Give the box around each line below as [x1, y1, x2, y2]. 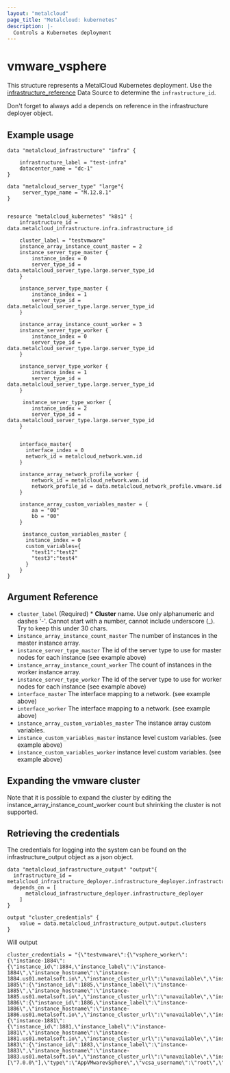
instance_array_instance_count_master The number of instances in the [16, 631, 218, 639]
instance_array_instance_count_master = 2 [19, 243, 142, 250]
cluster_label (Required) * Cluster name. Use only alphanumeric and [16, 609, 214, 617]
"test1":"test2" [31, 549, 78, 556]
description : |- [7, 23, 53, 29]
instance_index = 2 [31, 405, 88, 412]
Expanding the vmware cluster [7, 775, 140, 787]
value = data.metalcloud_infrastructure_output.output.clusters [19, 920, 207, 927]
